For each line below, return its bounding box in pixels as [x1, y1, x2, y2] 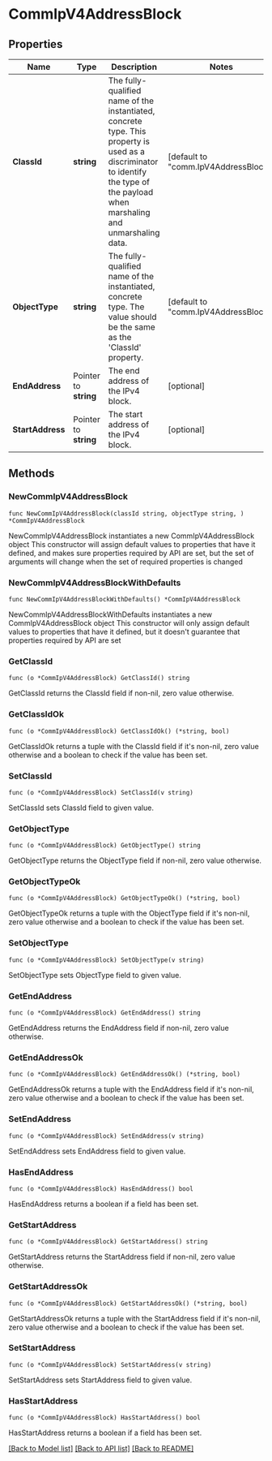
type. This [108, 126, 147, 136]
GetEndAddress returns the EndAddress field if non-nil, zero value [8, 1024, 229, 1033]
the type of [108, 176, 150, 187]
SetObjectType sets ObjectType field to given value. [8, 970, 182, 980]
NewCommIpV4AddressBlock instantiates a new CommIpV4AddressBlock [8, 531, 255, 541]
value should [108, 312, 157, 322]
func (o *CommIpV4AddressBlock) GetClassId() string [8, 674, 190, 683]
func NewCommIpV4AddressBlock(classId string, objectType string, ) [8, 509, 244, 518]
